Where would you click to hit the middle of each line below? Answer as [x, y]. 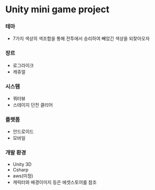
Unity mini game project [57, 9]
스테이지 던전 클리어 [33, 105]
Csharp [21, 169]
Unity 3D [22, 164]
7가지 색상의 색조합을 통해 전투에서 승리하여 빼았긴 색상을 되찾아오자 [81, 39]
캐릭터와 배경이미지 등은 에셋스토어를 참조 [55, 182]
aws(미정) [23, 176]
